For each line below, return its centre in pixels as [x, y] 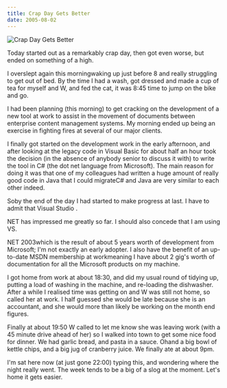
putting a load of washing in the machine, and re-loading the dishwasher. [110, 284]
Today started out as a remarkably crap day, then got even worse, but [106, 53]
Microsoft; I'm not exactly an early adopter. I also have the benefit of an [108, 249]
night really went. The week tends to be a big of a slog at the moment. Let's [114, 369]
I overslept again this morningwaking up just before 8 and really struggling [112, 73]
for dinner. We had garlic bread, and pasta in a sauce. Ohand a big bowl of [112, 341]
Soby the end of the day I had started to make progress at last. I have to [108, 201]
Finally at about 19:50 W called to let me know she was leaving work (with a [114, 327]
